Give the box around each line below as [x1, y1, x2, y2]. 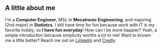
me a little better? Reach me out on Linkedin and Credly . [5, 37, 117, 43]
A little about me [5, 4, 56, 12]
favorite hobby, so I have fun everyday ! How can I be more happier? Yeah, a [5, 27, 157, 33]
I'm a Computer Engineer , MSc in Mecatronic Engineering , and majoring [5, 16, 151, 22]
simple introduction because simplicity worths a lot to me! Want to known [5, 32, 151, 38]
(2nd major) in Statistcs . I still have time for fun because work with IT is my [5, 22, 155, 28]
